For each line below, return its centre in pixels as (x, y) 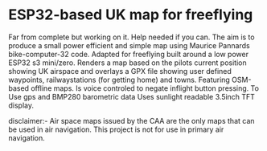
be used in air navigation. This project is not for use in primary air (116, 129)
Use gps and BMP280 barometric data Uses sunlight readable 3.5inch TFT (132, 96)
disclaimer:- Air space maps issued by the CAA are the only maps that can (131, 120)
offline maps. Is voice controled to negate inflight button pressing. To (145, 88)
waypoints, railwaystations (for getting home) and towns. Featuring (119, 80)
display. (21, 105)
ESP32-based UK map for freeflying (131, 15)
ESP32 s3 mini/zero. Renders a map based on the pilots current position (127, 63)
